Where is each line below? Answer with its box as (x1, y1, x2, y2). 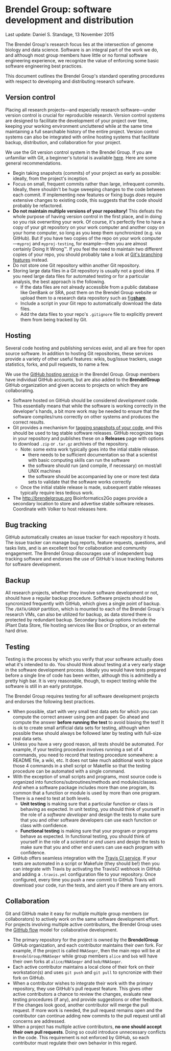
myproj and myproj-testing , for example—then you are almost (17, 240, 147, 246)
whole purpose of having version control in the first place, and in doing (12, 213, 162, 219)
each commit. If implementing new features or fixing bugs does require (12, 192, 162, 198)
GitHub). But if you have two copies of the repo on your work (12, 235, 141, 241)
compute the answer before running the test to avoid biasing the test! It (12, 719, 164, 725)
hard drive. (5, 627, 28, 634)
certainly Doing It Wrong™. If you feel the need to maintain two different (12, 246, 163, 252)
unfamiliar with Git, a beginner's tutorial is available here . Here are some (5, 154, 157, 160)
